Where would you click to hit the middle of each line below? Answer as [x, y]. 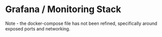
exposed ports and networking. [38, 28]
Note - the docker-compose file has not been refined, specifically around [81, 23]
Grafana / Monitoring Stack [63, 9]
